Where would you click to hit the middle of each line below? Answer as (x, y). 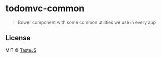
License (18, 38)
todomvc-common (45, 9)
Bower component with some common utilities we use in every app (87, 22)
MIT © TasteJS (21, 50)
